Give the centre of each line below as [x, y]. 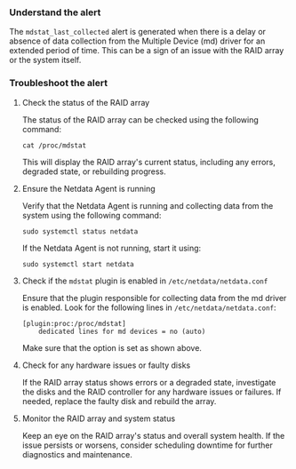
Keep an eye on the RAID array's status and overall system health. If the [153, 435]
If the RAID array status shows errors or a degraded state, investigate [149, 382]
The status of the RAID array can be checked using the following [140, 119]
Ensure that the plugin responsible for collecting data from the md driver [154, 298]
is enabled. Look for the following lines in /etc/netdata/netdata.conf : [149, 307]
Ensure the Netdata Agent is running [88, 188]
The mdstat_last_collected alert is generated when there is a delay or [138, 32]
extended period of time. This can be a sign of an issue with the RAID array [147, 51]
